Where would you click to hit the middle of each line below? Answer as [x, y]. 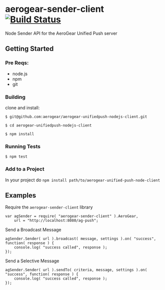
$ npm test [16, 157]
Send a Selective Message [32, 261]
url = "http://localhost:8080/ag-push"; [56, 221]
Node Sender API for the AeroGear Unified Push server [61, 33]
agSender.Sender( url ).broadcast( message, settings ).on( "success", [81, 239]
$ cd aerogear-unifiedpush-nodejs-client [49, 125]
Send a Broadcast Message [33, 230]
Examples [21, 195]
